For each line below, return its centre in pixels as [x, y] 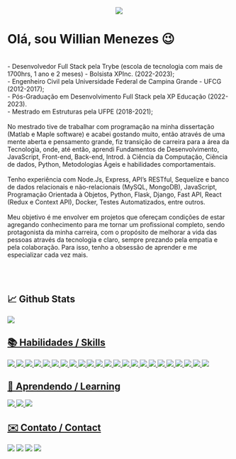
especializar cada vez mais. [48, 255]
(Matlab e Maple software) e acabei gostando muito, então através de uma [116, 134]
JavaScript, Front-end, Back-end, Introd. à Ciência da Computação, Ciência [118, 157]
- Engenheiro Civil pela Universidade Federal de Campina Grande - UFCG [114, 81]
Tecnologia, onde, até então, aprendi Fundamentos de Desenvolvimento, [113, 149]
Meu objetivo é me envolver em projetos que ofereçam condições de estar [116, 217]
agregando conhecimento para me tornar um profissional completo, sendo [116, 224]
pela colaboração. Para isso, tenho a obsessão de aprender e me [102, 247]
